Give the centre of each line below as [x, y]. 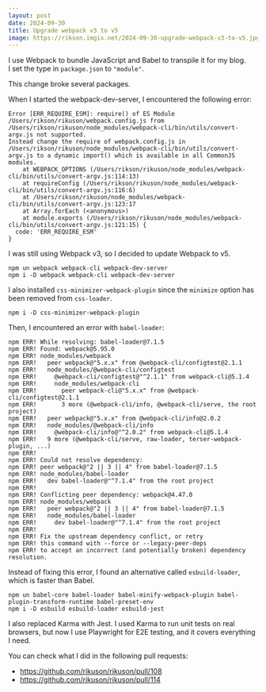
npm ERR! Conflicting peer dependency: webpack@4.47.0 [101, 495]
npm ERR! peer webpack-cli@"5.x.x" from [86, 391]
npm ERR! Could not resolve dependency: [76, 460]
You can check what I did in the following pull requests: [98, 656]
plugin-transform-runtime [51, 602]
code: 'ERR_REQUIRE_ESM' [56, 232]
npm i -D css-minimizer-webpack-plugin [74, 313]
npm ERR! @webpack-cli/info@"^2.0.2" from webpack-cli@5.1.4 [118, 432]
